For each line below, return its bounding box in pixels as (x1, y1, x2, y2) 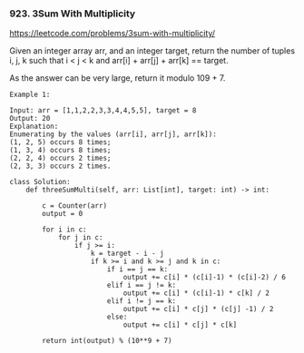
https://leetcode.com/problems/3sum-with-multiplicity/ (9, 28, 216, 39)
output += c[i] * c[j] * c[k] (123, 320, 238, 329)
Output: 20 (9, 114, 51, 123)
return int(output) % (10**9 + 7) (42, 337, 172, 346)
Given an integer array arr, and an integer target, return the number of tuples (9, 45, 296, 56)
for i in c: (42, 225, 88, 234)
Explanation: (9, 122, 59, 132)
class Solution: (9, 178, 71, 187)
